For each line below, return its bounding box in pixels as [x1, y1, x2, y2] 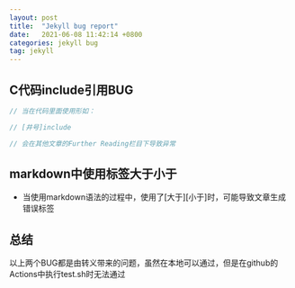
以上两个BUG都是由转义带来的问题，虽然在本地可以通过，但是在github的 [9, 257, 279, 268]
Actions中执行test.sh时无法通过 [9, 269, 126, 280]
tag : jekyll [9, 47, 54, 56]
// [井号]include [9, 122, 72, 131]
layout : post [9, 13, 58, 22]
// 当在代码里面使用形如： [9, 106, 96, 115]
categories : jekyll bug [9, 38, 99, 48]
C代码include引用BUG [9, 82, 134, 97]
